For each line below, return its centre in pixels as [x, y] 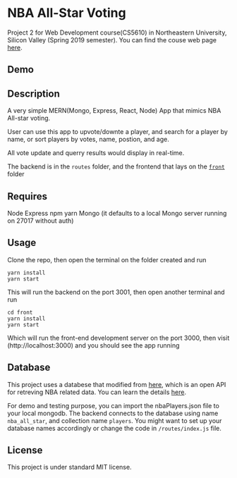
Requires [28, 196]
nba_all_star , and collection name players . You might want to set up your [115, 420]
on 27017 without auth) [41, 221]
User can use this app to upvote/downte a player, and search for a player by [117, 132]
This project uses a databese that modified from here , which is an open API [117, 384]
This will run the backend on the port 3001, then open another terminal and [116, 292]
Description [34, 93]
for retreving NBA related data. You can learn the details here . [97, 392]
